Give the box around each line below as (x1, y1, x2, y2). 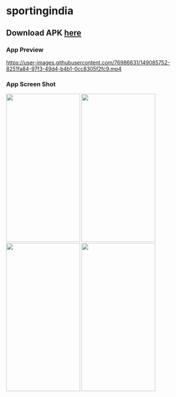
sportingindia (6, 4, 74, 18)
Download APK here (6, 28, 82, 38)
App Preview (6, 46, 44, 54)
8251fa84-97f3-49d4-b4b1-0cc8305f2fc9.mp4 (6, 65, 122, 72)
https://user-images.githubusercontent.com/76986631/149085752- (6, 59, 170, 66)
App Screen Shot (6, 80, 56, 88)
